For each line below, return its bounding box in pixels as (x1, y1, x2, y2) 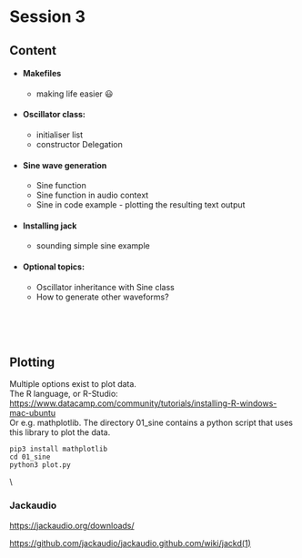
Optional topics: (22, 261, 85, 272)
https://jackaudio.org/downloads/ (9, 520, 135, 531)
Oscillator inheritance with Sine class (35, 281, 175, 292)
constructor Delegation (35, 138, 123, 149)
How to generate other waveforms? (35, 291, 170, 302)
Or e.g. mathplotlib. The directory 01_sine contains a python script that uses (9, 417, 294, 429)
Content (9, 43, 57, 58)
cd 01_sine (9, 452, 51, 462)
